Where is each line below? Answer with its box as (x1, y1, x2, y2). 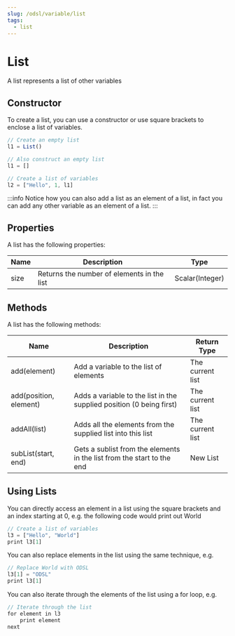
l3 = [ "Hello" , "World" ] (7, 532, 80, 539)
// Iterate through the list (7, 604, 92, 611)
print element (20, 616, 61, 624)
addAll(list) (10, 424, 47, 433)
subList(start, (10, 449, 55, 458)
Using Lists (7, 485, 57, 498)
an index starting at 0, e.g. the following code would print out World (7, 511, 201, 520)
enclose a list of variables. (7, 123, 83, 132)
